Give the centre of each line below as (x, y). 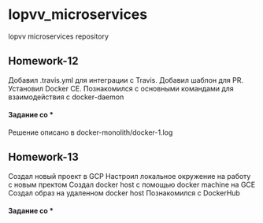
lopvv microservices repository (58, 36)
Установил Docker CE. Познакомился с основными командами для (121, 88)
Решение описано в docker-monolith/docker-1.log (91, 132)
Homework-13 (43, 157)
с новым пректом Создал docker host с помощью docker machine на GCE (132, 184)
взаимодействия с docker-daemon (66, 97)
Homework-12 (43, 61)
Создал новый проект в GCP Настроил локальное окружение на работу (130, 176)
